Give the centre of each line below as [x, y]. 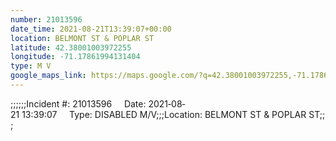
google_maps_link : [48, 76]
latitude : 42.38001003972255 [71, 47]
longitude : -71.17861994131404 [75, 57]
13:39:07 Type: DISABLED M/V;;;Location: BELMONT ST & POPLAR [164, 114]
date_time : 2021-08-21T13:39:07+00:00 [91, 29]
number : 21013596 [46, 19]
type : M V [31, 66]
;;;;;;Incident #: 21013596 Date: [78, 103]
